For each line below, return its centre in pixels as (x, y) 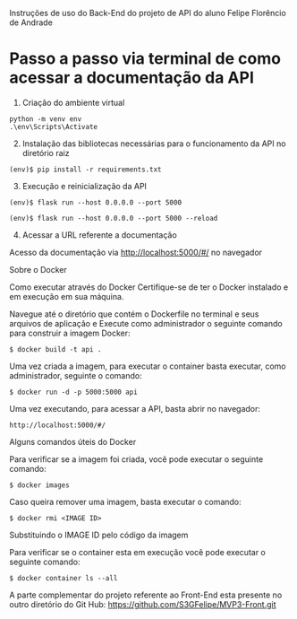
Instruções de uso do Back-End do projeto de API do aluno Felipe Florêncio (148, 13)
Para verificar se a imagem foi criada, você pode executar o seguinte (136, 459)
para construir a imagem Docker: (70, 333)
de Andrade (31, 22)
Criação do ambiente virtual (73, 102)
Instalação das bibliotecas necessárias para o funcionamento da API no (154, 144)
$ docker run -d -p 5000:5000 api (74, 392)
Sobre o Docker (38, 269)
